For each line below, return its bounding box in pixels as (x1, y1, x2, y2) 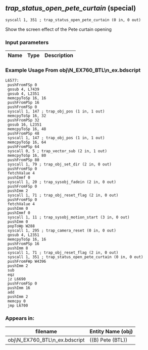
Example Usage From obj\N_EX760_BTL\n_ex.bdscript (5, 67, 141, 74)
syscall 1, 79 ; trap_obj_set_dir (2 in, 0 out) (7, 162, 112, 167)
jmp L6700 (7, 303, 28, 308)
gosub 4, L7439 (7, 87, 39, 92)
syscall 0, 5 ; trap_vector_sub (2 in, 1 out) (7, 149, 108, 154)
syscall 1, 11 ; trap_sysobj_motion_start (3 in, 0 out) (7, 215, 130, 220)
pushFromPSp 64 (7, 144, 39, 149)
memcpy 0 (7, 299, 26, 304)
